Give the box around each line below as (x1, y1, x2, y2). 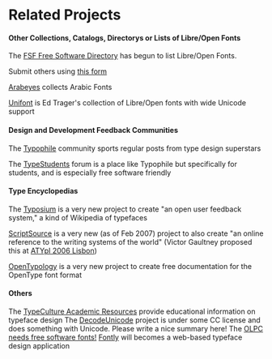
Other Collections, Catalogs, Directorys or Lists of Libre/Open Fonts (8, 32, 241, 42)
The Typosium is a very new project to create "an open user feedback (8, 204, 242, 214)
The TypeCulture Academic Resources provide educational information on (8, 306, 257, 316)
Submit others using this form (8, 66, 108, 76)
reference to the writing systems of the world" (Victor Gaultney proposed (8, 237, 253, 246)
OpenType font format (8, 270, 83, 280)
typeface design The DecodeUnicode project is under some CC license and (8, 315, 261, 325)
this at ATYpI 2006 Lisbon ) (8, 246, 97, 255)
